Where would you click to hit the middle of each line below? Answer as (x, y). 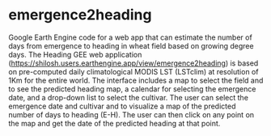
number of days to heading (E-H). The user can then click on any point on (131, 114)
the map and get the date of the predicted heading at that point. (114, 123)
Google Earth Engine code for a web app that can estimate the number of (130, 37)
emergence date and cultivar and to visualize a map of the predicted (122, 106)
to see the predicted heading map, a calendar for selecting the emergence (132, 89)
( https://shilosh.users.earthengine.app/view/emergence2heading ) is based (133, 63)
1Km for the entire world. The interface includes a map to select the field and (136, 80)
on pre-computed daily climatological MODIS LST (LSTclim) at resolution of (133, 71)
